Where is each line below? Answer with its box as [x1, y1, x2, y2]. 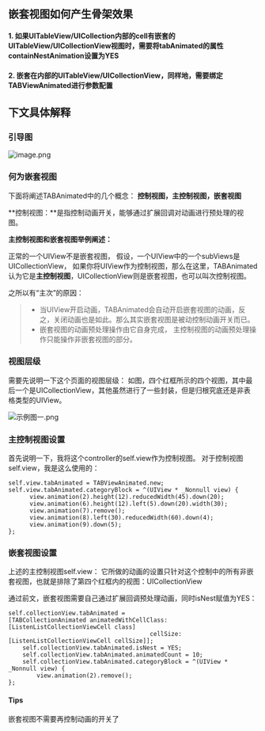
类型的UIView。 [14, 395, 66, 405]
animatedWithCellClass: [89, 616, 168, 624]
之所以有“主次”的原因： [8, 287, 85, 297]
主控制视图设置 [8, 434, 66, 445]
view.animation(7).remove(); [28, 507, 126, 515]
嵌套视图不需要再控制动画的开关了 [8, 714, 119, 723]
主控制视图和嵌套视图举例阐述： [8, 234, 112, 244]
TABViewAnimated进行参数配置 [8, 80, 113, 89]
